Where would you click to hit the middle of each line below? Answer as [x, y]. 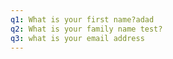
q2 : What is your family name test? [86, 29]
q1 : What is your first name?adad [82, 19]
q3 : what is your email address [77, 38]
